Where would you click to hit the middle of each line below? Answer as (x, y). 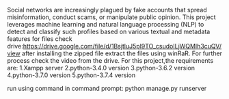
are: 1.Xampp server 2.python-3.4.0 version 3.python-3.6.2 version (101, 68)
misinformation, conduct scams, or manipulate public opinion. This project (112, 17)
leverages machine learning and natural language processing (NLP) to (106, 24)
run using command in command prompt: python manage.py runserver (107, 88)
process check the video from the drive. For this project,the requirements (110, 60)
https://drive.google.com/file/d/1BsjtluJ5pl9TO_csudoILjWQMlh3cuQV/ (122, 46)
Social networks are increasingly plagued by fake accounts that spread (107, 10)
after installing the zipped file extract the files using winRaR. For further (122, 53)
